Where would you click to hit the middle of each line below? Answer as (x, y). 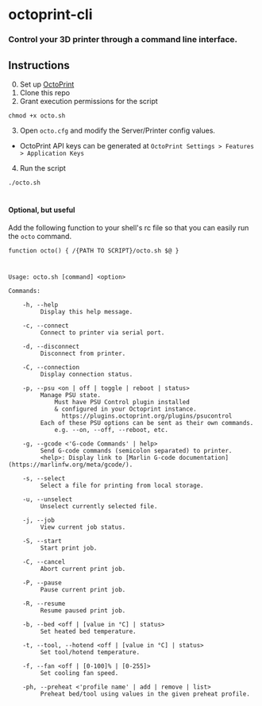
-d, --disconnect (51, 346)
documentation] (203, 457)
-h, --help (40, 305)
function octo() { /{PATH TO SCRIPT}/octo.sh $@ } (94, 251)
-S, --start (42, 541)
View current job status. (83, 527)
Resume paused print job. (83, 610)
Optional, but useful (42, 210)
